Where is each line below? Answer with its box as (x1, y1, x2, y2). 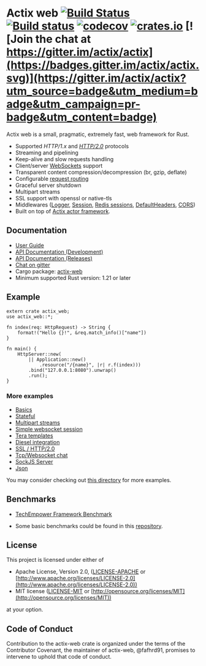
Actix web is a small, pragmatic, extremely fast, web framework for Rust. (6, 131, 189, 138)
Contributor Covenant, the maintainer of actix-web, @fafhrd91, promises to (6, 646, 196, 654)
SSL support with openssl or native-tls (15, 194, 112, 202)
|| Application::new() (28, 356, 86, 363)
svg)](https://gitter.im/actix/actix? (6, 71, 186, 85)
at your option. (6, 606, 44, 613)
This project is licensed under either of (6, 556, 104, 564)
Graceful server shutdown (15, 181, 82, 189)
